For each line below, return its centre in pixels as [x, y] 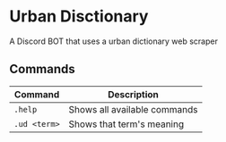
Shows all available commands [133, 109]
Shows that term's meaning [126, 124]
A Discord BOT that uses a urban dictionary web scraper [113, 41]
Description [133, 94]
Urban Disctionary [79, 17]
